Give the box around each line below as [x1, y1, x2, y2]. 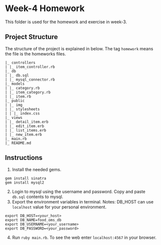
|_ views [5, 115, 23, 120]
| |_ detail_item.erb [5, 119, 49, 124]
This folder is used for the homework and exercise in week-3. [5, 19, 127, 25]
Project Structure [5, 33, 58, 41]
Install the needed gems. [12, 166, 61, 172]
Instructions [5, 154, 43, 162]
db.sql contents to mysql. [12, 194, 64, 200]
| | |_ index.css [5, 111, 40, 116]
